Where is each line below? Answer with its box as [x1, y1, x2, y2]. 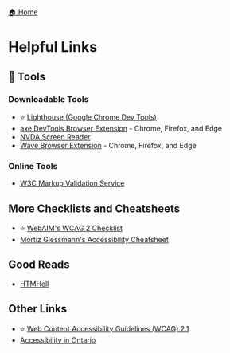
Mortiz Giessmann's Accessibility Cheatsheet [19, 234, 170, 244]
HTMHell [19, 279, 49, 288]
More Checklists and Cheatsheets [8, 202, 181, 215]
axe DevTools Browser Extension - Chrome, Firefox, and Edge [19, 124, 223, 133]
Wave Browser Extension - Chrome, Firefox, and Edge [19, 140, 197, 150]
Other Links [8, 302, 68, 316]
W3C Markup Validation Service [19, 178, 125, 188]
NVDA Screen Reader [19, 131, 91, 142]
